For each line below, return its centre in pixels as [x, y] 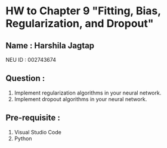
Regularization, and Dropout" [80, 23]
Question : [25, 78]
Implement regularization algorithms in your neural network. [88, 93]
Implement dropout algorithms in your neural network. [81, 99]
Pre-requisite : [33, 118]
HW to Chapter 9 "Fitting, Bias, [83, 11]
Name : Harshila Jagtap [50, 45]
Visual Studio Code [38, 132]
